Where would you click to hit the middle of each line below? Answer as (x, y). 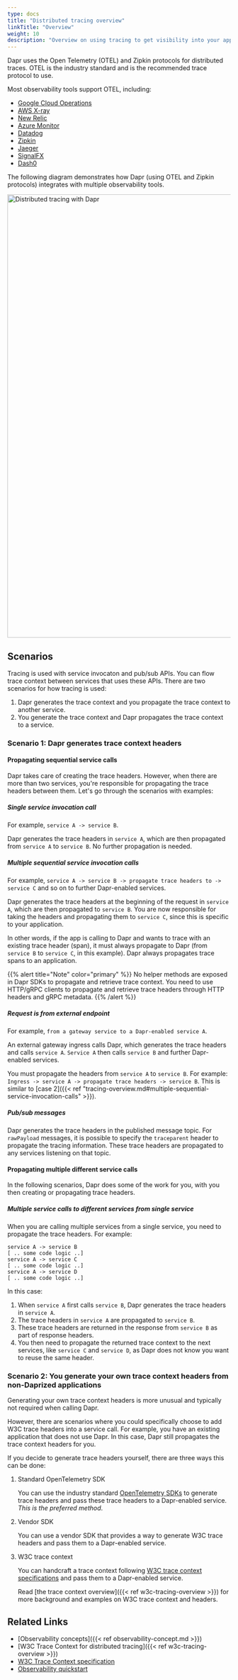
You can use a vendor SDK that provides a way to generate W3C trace (120, 1535)
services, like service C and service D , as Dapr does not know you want (123, 1350)
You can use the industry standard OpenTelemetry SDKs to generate (117, 1493)
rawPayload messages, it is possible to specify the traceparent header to (113, 1137)
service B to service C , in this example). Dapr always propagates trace (111, 953)
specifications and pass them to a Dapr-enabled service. (100, 1578)
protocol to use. (30, 76)
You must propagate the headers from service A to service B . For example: (118, 1073)
